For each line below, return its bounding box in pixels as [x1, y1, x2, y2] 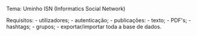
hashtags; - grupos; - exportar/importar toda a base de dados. [6, 23, 162, 30]
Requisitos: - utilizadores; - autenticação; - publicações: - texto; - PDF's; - [6, 17, 192, 23]
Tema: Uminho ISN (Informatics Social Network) [6, 5, 126, 12]
